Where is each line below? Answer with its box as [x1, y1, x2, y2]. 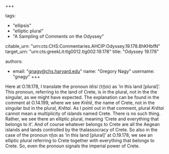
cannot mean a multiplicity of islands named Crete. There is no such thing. [5, 110, 161, 116]
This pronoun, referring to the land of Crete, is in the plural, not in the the [5, 89, 157, 95]
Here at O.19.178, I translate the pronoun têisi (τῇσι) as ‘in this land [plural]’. [5, 83, 161, 89]
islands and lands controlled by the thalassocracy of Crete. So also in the [5, 127, 158, 133]
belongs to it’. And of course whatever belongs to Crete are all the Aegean [5, 121, 160, 127]
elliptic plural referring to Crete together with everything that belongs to [5, 138, 155, 143]
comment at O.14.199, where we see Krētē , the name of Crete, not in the [5, 100, 155, 106]
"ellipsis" [12, 22, 31, 28]
